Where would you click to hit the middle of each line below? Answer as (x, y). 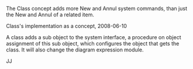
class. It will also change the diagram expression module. (75, 50)
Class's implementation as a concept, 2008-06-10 (67, 26)
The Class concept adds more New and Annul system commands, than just (96, 8)
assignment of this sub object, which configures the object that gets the (93, 44)
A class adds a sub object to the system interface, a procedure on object (94, 37)
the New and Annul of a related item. (50, 15)
